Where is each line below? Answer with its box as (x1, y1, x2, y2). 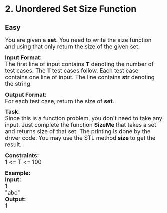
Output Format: (5, 91, 47, 98)
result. (5, 141, 22, 148)
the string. (5, 80, 32, 87)
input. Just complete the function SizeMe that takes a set (5, 121, 156, 128)
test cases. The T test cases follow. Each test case (5, 67, 139, 74)
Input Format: (5, 54, 42, 61)
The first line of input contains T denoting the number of (5, 61, 154, 68)
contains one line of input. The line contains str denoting (5, 74, 155, 81)
